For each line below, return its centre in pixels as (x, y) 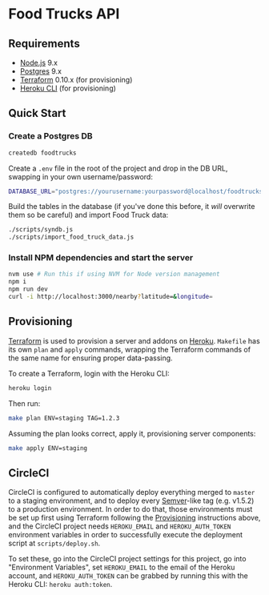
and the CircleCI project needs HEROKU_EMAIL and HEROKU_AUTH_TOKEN (120, 526)
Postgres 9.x (41, 71)
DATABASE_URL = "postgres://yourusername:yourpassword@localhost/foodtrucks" (137, 191)
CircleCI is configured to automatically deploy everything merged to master (132, 492)
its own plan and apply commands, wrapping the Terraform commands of (129, 349)
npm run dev (28, 289)
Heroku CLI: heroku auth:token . (60, 585)
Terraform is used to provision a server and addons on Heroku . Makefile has (134, 340)
